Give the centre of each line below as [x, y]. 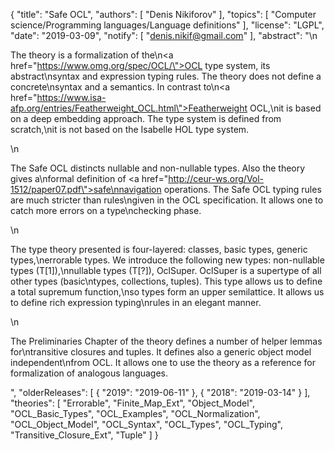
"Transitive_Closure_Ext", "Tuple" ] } [84, 435]
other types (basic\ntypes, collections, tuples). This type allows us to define [166, 281]
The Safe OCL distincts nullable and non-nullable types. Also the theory [158, 168]
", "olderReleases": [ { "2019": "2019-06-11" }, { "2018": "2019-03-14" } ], [160, 392]
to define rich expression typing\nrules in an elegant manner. [136, 302]
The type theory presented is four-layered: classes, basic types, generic [159, 249]
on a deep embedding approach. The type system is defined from [146, 118]
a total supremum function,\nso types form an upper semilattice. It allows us [167, 292]
